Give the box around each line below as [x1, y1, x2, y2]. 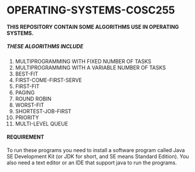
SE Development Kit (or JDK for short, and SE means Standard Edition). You [6, 153, 189, 160]
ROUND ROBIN [15, 95, 52, 102]
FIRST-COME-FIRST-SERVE [15, 76, 83, 83]
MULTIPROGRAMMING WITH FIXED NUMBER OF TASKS [15, 58, 152, 65]
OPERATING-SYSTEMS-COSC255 [6, 4, 175, 17]
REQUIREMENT [6, 133, 45, 141]
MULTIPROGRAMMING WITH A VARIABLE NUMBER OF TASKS [15, 64, 166, 71]
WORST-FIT [15, 101, 45, 109]
